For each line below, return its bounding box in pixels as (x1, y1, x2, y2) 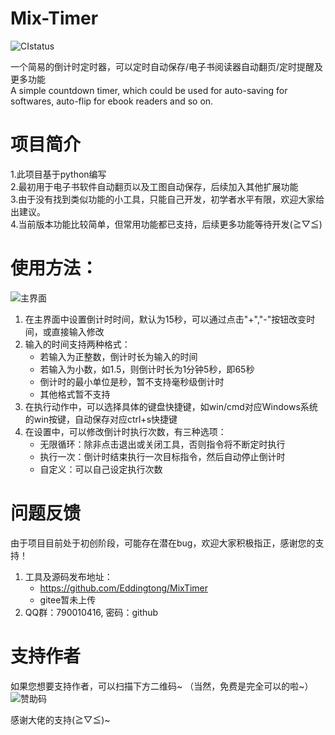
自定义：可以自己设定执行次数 (39, 463, 163, 475)
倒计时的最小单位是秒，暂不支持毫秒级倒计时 (39, 375, 225, 387)
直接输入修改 (51, 325, 105, 337)
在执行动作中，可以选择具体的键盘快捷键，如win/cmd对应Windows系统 (24, 400, 318, 412)
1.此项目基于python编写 (10, 168, 107, 180)
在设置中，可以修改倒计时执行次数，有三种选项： (24, 425, 227, 437)
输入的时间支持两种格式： (24, 338, 131, 350)
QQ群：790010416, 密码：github (24, 606, 159, 618)
